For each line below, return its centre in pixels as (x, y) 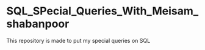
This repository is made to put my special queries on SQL (78, 40)
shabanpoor (38, 24)
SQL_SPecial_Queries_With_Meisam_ (103, 11)
